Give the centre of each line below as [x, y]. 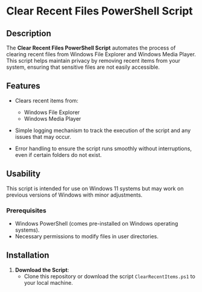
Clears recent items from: [46, 100]
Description [29, 33]
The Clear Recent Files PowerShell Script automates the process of [91, 48]
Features [23, 86]
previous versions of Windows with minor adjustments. [74, 195]
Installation [28, 255]
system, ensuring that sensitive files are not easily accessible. [83, 67]
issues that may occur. [43, 136]
